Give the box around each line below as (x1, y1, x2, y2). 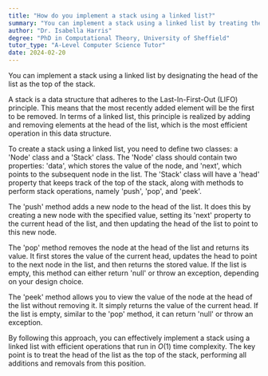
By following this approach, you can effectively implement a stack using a (8, 333, 250, 342)
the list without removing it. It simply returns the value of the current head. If (8, 301, 259, 310)
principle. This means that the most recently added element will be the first (8, 103, 255, 113)
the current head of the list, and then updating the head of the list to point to (8, 219, 258, 228)
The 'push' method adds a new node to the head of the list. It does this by (8, 202, 251, 212)
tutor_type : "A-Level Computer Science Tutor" (8, 42, 166, 49)
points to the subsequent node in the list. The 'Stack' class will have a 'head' (8, 169, 260, 179)
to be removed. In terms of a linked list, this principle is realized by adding (8, 112, 251, 121)
